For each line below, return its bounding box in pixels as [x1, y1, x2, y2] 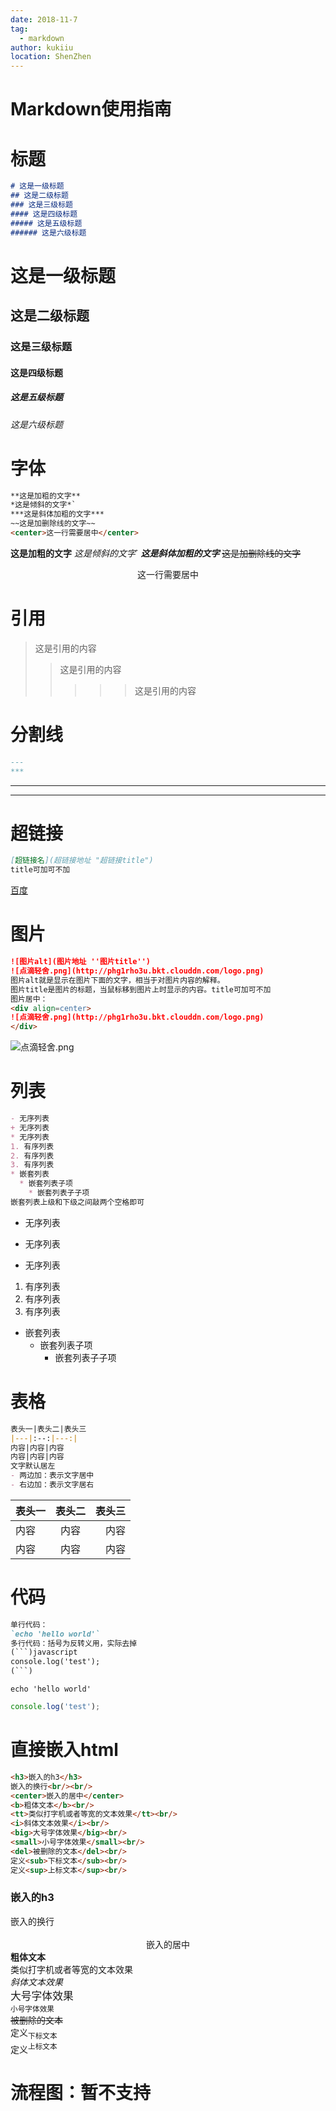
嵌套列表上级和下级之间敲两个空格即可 [10, 1197, 145, 1207]
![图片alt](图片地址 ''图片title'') [10, 957, 151, 967]
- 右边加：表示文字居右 [10, 1480, 95, 1490]
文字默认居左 [10, 1461, 56, 1471]
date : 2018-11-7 [10, 14, 78, 25]
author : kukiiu [10, 42, 74, 53]
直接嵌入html [10, 1739, 119, 1761]
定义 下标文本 [10, 2026, 58, 2041]
